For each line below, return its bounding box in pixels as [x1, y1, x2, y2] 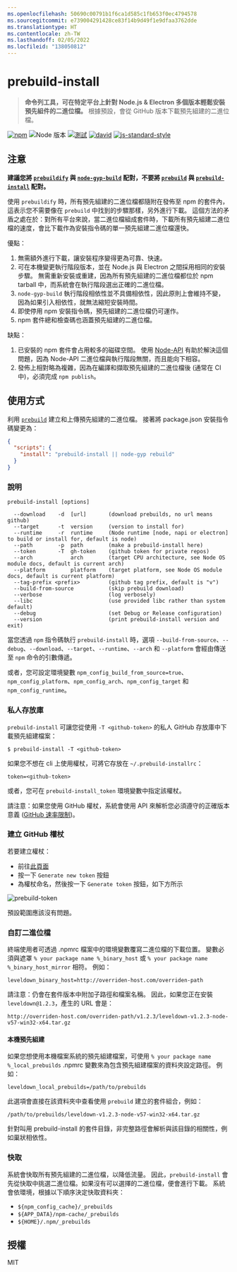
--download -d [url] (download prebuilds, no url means [13, 511, 213, 518]
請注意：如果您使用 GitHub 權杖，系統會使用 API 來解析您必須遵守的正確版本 [7, 801, 230, 810]
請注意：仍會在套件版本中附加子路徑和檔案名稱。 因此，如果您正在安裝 [7, 990, 213, 999]
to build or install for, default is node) [7, 536, 138, 543]
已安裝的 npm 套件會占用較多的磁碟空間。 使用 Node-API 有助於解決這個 [17, 346, 229, 354]
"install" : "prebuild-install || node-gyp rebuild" [20, 451, 175, 458]
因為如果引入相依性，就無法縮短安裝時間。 [17, 298, 142, 306]
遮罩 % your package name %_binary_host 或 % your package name [19, 954, 208, 962]
